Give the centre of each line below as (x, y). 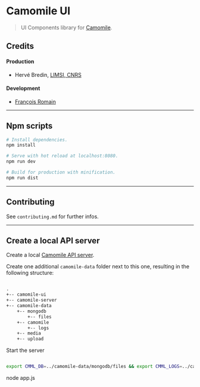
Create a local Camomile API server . (50, 255)
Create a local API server (53, 241)
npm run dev (21, 162)
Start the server (25, 351)
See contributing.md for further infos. (53, 216)
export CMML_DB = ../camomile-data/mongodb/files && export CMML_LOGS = (94, 367)
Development (23, 88)
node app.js (21, 378)
